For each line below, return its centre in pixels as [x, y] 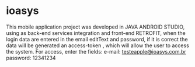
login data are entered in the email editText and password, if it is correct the [97, 39]
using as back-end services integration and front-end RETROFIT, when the [96, 33]
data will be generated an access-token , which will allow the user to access [98, 45]
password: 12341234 [31, 58]
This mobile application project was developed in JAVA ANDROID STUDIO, [95, 27]
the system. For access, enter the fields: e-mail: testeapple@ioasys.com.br [96, 51]
